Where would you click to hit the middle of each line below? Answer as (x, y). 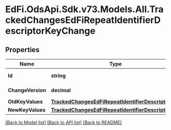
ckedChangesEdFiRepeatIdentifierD (83, 20)
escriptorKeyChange (50, 31)
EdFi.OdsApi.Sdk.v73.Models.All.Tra (84, 9)
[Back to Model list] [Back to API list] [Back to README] (64, 122)
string (58, 76)
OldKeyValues (25, 102)
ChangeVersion (27, 90)
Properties (22, 50)
